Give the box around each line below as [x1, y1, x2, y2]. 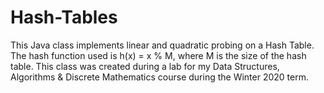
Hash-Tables [10, 6, 118, 29]
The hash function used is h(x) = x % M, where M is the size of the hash [10, 49, 307, 61]
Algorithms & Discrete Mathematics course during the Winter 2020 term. [10, 71, 309, 83]
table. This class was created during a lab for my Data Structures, [10, 60, 280, 72]
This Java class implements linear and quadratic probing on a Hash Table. [10, 39, 315, 51]
